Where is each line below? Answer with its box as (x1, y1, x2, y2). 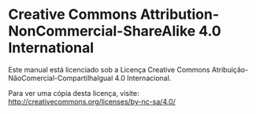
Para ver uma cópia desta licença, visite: (8, 88, 139, 97)
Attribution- (139, 6, 220, 24)
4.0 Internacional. (114, 73, 172, 83)
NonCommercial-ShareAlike (8, 22, 196, 40)
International (8, 39, 95, 57)
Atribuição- (211, 64, 249, 74)
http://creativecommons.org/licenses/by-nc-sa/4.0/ (8, 97, 176, 106)
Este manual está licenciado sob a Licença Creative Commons (8, 64, 210, 74)
